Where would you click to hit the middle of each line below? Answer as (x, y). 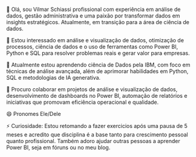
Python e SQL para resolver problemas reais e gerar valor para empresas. (98, 53)
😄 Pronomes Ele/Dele (34, 114)
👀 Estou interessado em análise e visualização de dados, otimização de (95, 40)
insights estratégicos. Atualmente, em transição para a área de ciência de (98, 22)
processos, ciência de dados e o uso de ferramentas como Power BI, (92, 46)
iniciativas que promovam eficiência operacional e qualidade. (83, 102)
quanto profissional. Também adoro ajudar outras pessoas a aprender (93, 141)
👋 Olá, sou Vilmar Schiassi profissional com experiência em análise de (93, 9)
